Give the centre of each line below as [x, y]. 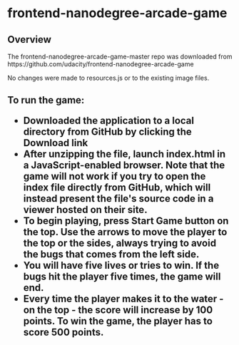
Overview [30, 40]
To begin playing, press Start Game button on [126, 221]
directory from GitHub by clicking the [108, 132]
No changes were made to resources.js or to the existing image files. [108, 78]
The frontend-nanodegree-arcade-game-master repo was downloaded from [120, 56]
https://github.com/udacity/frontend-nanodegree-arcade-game [101, 64]
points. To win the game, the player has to [118, 321]
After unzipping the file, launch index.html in [124, 154]
